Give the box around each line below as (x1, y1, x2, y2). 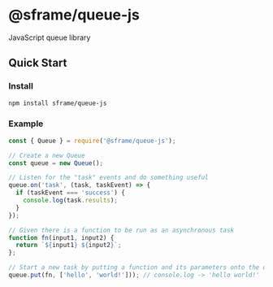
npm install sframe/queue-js (8, 99, 107, 107)
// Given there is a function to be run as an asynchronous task (8, 226, 234, 234)
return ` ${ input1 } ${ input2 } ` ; (15, 241, 122, 250)
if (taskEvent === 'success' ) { (15, 189, 126, 197)
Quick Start (8, 56, 67, 70)
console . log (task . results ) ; (23, 197, 118, 205)
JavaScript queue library (8, 33, 91, 42)
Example (8, 118, 44, 129)
